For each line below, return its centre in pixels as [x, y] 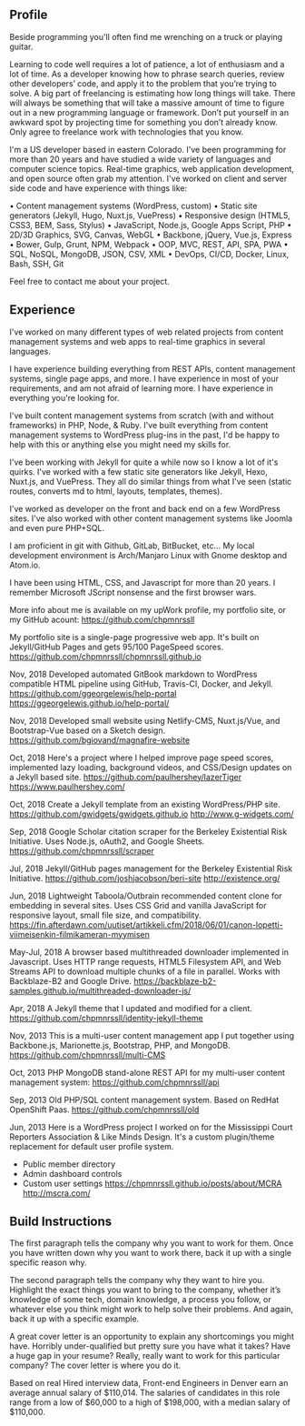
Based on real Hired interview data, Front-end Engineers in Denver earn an [149, 1383]
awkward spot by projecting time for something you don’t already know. [144, 122]
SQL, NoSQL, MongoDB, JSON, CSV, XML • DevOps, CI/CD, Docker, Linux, [149, 254]
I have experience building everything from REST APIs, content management [152, 368]
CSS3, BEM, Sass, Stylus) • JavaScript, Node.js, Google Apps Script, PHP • [151, 225]
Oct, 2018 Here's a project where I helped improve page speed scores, [142, 758]
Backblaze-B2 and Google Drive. [70, 980]
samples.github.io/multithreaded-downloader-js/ [100, 990]
